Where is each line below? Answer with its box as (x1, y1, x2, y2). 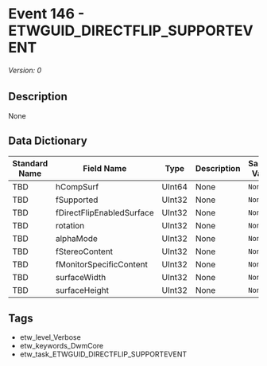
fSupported (55, 194, 99, 205)
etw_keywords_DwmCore (19, 341, 104, 351)
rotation (55, 220, 85, 231)
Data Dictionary (8, 134, 87, 148)
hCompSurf (55, 181, 99, 192)
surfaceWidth (55, 271, 106, 282)
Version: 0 (8, 65, 42, 75)
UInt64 (161, 181, 188, 192)
